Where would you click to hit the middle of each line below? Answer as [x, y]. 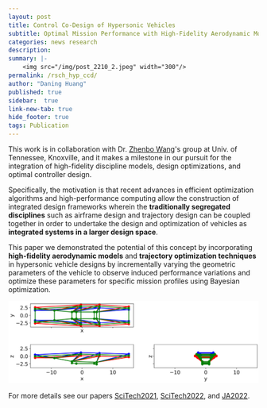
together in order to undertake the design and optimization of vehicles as [128, 223]
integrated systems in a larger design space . [83, 232]
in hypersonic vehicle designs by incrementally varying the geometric [122, 264]
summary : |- [28, 59]
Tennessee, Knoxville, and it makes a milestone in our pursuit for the [120, 158]
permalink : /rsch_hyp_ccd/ [53, 75]
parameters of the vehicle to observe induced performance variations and [129, 273]
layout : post [30, 17]
